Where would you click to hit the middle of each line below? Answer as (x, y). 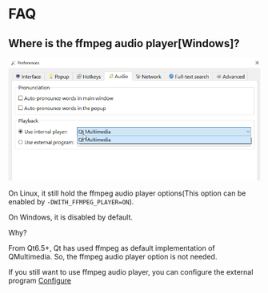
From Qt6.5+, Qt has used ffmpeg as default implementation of (112, 247)
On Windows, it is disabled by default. (71, 217)
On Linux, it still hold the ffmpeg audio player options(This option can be (127, 193)
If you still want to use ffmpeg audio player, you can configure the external (131, 271)
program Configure (40, 280)
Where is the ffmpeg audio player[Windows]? (124, 44)
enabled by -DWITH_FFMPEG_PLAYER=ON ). (71, 201)
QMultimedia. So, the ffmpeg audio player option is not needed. (113, 256)
